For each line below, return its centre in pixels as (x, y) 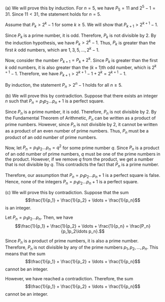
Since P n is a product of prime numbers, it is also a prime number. (72, 242)
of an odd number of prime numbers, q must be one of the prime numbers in (83, 154)
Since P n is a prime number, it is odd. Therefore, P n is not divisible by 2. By (81, 112)
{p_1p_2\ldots (74, 232)
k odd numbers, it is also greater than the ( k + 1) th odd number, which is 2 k (81, 67)
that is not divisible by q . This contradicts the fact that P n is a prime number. (82, 165)
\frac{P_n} (140, 226)
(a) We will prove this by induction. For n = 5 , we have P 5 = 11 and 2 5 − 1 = (80, 8)
